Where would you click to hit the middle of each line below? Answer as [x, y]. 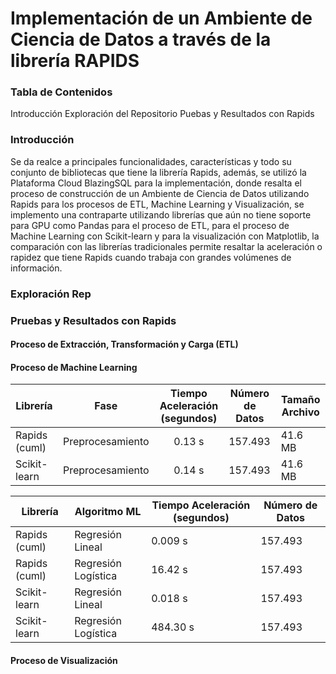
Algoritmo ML [108, 512]
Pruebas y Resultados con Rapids [93, 320]
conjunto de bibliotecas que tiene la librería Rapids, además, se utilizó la [158, 172]
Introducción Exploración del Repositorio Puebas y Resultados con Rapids [162, 114]
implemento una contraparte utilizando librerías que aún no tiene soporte [161, 214]
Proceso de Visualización [64, 661]
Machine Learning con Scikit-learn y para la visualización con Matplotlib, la [165, 236]
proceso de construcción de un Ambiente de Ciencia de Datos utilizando [160, 193]
